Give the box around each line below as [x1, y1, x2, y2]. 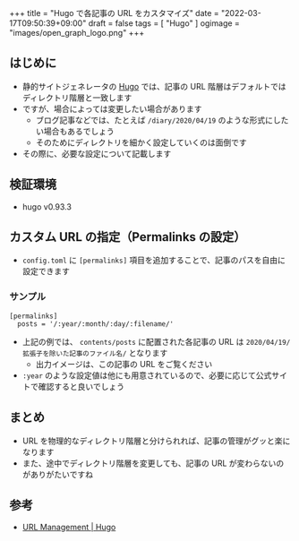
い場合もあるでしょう [35, 125, 115, 136]
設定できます [21, 266, 70, 277]
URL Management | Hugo [21, 522, 116, 533]
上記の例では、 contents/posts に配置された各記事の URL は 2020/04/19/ [21, 336, 291, 347]
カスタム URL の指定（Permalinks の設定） [9, 229, 246, 245]
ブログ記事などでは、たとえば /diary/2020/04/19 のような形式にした [35, 115, 289, 125]
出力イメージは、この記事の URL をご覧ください [35, 358, 213, 369]
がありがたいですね [21, 468, 94, 479]
